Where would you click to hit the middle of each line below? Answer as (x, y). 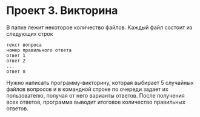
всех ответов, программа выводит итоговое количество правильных (96, 102)
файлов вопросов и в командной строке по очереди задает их (87, 89)
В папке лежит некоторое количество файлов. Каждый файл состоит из (99, 27)
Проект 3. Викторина (62, 11)
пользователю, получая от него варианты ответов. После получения (95, 95)
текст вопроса (24, 45)
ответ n (16, 71)
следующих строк (30, 33)
